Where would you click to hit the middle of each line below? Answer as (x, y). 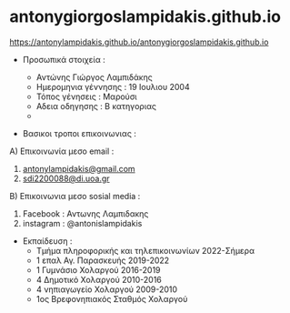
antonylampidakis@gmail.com (79, 168)
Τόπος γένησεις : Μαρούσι (87, 96)
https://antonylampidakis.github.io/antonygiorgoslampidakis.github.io (139, 42)
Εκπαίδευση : (47, 241)
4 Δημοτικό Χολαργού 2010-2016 (99, 279)
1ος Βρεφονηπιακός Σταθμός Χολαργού (112, 298)
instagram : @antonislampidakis (82, 223)
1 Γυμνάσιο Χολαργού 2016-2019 (98, 269)
